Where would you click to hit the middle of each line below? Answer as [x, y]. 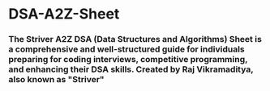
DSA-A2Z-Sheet [64, 14]
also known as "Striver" [56, 80]
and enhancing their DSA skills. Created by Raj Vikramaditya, [131, 69]
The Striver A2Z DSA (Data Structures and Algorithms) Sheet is [135, 39]
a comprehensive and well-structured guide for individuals [126, 49]
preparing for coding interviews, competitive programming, [128, 60]
